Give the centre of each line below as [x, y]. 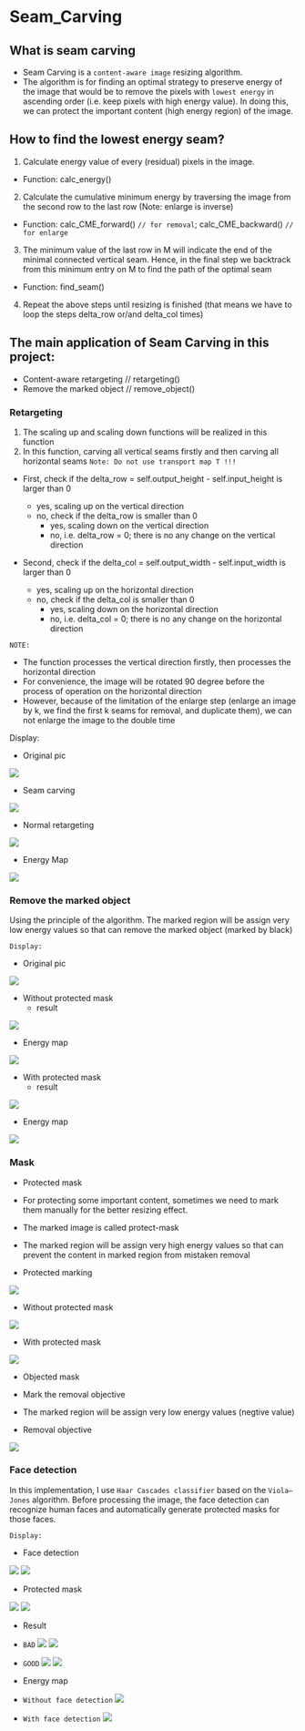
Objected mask [51, 1377]
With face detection [61, 1719]
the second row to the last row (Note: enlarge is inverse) [128, 206]
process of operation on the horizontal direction [112, 691]
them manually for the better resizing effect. [105, 1210]
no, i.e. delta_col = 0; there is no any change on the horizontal [166, 619]
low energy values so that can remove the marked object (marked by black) [151, 930]
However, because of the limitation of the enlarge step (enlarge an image [159, 701]
